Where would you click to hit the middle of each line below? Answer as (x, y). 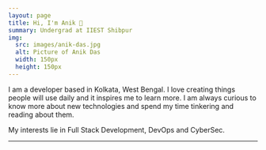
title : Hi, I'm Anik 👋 (46, 23)
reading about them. (41, 114)
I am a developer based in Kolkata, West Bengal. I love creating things (122, 89)
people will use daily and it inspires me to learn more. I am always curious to (133, 97)
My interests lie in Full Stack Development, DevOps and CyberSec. (117, 129)
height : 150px (38, 67)
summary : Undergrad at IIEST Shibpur (70, 30)
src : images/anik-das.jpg (58, 45)
